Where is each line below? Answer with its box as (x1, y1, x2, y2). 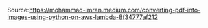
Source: (7, 6, 30, 14)
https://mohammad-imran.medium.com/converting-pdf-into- (28, 6, 201, 14)
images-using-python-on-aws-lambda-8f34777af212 (7, 13, 159, 21)
